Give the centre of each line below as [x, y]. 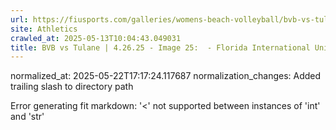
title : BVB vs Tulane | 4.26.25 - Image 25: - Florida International [160, 47]
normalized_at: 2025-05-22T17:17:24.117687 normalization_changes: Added [166, 76]
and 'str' [27, 117]
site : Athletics [44, 29]
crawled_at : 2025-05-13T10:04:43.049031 [96, 38]
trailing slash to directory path [72, 87]
